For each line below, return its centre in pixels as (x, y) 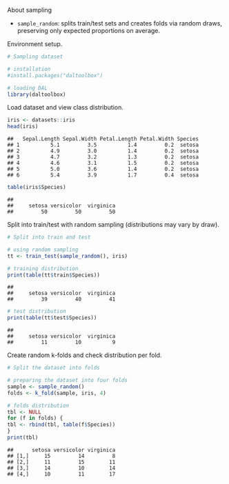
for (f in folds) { (35, 419)
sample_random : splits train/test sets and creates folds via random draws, (120, 23)
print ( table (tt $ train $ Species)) (53, 275)
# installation (29, 69)
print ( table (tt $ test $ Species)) (52, 318)
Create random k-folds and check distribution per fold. (84, 355)
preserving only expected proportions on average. (89, 31)
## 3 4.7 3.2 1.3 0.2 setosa (103, 157)
